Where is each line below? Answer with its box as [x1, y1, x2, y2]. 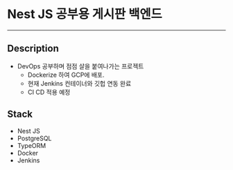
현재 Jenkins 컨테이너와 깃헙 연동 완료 [27, 79, 132, 87]
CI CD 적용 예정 [27, 88, 71, 96]
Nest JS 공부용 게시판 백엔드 [7, 6, 163, 22]
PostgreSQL [17, 134, 52, 142]
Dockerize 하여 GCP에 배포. [27, 70, 105, 79]
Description [7, 43, 59, 55]
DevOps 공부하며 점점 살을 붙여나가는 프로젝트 [17, 62, 144, 70]
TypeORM [17, 141, 46, 149]
